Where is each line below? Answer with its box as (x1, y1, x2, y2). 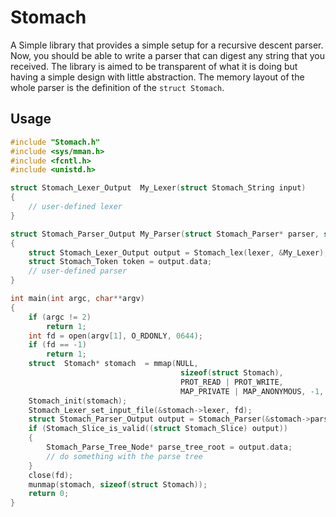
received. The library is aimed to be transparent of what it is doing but (10, 60, 298, 72)
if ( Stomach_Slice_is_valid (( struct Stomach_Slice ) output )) (28, 424, 288, 434)
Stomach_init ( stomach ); (28, 396, 128, 406)
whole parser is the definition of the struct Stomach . (10, 81, 225, 93)
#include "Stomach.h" (10, 137, 101, 147)
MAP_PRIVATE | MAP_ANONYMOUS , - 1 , (180, 386, 325, 396)
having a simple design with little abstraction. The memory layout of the (10, 71, 305, 83)
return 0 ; (28, 489, 70, 499)
